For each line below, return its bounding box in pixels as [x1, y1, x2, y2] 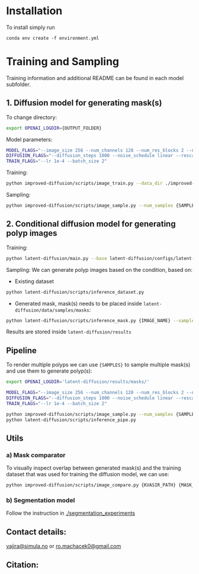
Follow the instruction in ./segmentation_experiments [6, 509, 135, 517]
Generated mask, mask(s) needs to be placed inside [14, 300, 142, 307]
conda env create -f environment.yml [6, 35, 99, 41]
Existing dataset [14, 277, 54, 285]
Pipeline [6, 345, 37, 355]
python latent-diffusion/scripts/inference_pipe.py [6, 416, 136, 423]
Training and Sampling [6, 55, 120, 69]
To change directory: [6, 114, 57, 121]
